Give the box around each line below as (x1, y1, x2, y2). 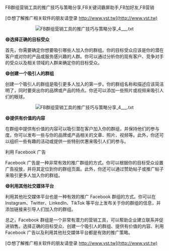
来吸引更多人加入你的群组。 (5, 173, 63, 178)
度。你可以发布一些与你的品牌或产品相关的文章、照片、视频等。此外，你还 (5, 132, 159, 138)
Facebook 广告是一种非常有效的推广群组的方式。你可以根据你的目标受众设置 (5, 160, 163, 165)
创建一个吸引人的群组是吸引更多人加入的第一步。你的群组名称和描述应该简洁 (5, 81, 164, 87)
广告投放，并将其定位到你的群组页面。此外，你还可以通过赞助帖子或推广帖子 (5, 166, 164, 172)
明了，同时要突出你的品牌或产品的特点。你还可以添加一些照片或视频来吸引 (5, 88, 159, 93)
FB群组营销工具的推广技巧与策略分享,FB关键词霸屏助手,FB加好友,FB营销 (5, 5, 154, 10)
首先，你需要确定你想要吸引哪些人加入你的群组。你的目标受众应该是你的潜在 (5, 47, 164, 53)
